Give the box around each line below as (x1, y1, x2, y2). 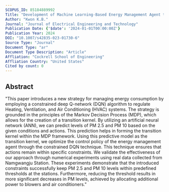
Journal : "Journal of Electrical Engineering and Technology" (5, 21, 138, 27)
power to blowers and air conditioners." (5, 181, 87, 187)
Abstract (5, 82, 34, 91)
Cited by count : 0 (5, 63, 44, 69)
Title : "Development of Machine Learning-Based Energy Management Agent (5, 12, 161, 17)
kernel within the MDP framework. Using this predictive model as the (5, 133, 147, 139)
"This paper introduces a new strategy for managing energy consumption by (5, 95, 164, 101)
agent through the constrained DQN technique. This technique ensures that (5, 144, 162, 150)
